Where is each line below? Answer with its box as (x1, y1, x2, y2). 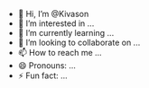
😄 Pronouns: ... (17, 60, 77, 71)
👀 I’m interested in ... (17, 18, 95, 29)
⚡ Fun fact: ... (17, 70, 68, 81)
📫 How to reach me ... (17, 48, 102, 57)
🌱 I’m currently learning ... (17, 28, 115, 38)
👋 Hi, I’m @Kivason (17, 9, 89, 19)
